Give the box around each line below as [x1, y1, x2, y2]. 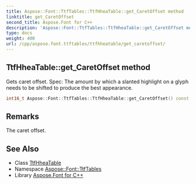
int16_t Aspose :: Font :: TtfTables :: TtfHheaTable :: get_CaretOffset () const [6, 95, 190, 101]
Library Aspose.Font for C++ [14, 172, 83, 179]
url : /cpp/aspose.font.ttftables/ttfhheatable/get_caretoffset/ [6, 41, 166, 47]
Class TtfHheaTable [14, 160, 61, 167]
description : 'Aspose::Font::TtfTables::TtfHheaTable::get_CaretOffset [6, 24, 184, 31]
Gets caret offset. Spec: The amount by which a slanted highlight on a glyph [6, 78, 188, 85]
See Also [6, 144, 39, 154]
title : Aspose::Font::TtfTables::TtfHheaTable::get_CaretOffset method [6, 8, 184, 15]
